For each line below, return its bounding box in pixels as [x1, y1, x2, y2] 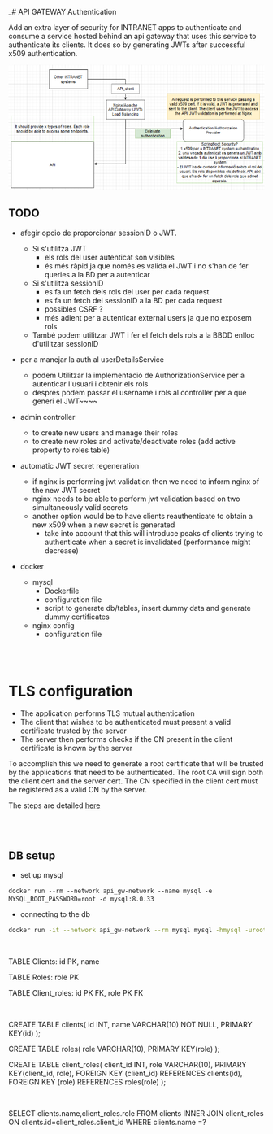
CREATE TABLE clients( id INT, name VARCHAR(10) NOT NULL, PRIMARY [8, 1020, 253, 1030]
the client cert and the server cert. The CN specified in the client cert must [8, 776, 258, 786]
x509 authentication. [8, 49, 78, 58]
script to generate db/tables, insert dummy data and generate [44, 603, 252, 613]
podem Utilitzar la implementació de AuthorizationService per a [32, 370, 245, 380]
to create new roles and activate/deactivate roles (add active [32, 436, 236, 446]
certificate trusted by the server [19, 726, 128, 735]
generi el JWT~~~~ [32, 396, 98, 406]
